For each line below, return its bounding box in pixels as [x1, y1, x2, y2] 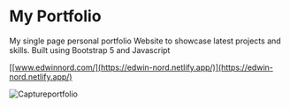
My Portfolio [9, 6, 102, 27]
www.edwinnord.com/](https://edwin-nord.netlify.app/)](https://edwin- [14, 62, 274, 73]
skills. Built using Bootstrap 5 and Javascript [9, 44, 171, 55]
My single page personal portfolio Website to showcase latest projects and [9, 35, 281, 46]
